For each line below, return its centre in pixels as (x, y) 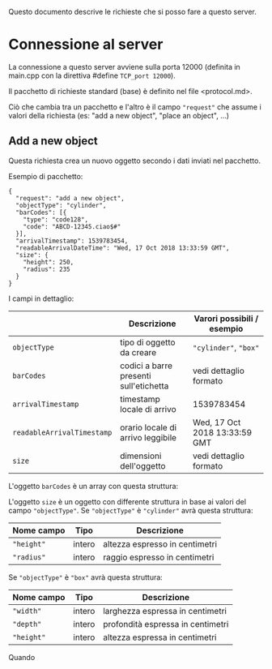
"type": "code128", (56, 219)
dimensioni (141, 456)
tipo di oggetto (148, 342)
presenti (136, 375)
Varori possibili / (226, 318)
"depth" (27, 624)
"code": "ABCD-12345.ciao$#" (72, 226)
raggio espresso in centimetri (158, 557)
